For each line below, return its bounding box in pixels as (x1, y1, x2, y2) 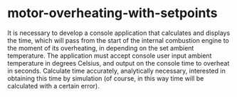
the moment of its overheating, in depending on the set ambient (7, 44, 194, 52)
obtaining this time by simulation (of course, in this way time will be (7, 73, 204, 83)
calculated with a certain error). (7, 81, 100, 90)
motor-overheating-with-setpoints (7, 5, 218, 21)
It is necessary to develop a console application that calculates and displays (7, 29, 231, 37)
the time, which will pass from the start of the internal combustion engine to (7, 36, 229, 44)
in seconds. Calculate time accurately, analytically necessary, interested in (7, 66, 226, 75)
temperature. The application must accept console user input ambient (7, 51, 212, 60)
